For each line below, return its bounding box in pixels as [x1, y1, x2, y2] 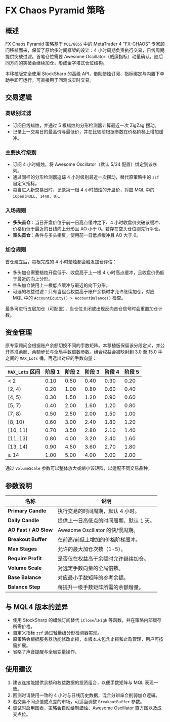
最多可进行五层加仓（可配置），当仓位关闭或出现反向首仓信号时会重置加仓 [5, 305, 158, 312]
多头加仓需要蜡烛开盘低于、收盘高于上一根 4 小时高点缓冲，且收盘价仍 [12, 269, 160, 276]
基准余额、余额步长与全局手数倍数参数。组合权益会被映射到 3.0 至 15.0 [9, 349, 157, 355]
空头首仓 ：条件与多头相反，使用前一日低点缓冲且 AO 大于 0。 [12, 232, 141, 238]
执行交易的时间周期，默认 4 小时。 [57, 508, 140, 515]
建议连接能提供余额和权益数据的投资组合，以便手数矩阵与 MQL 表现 [12, 679, 154, 685]
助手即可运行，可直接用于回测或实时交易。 [5, 77, 94, 83]
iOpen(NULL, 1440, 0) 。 [12, 193, 63, 199]
